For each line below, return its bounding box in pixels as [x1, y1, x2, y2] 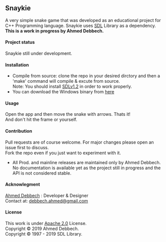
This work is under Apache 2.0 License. [5, 221, 87, 227]
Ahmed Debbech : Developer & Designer [5, 192, 89, 199]
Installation [5, 62, 29, 68]
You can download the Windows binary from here [12, 89, 115, 95]
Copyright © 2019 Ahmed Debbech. [5, 226, 79, 232]
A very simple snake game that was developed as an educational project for [5, 17, 161, 23]
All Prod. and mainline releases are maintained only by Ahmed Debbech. [12, 159, 161, 165]
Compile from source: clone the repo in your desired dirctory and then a [12, 73, 161, 79]
